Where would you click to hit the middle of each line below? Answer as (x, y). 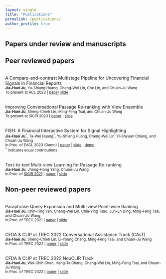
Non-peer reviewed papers (48, 189)
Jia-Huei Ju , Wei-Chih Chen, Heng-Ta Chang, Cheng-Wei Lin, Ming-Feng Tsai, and (76, 263)
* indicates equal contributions (31, 150)
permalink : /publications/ (33, 19)
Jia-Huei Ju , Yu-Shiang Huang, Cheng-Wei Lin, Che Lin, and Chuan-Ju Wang (71, 88)
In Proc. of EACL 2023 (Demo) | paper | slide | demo (50, 145)
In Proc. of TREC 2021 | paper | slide (36, 220)
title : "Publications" (29, 14)
